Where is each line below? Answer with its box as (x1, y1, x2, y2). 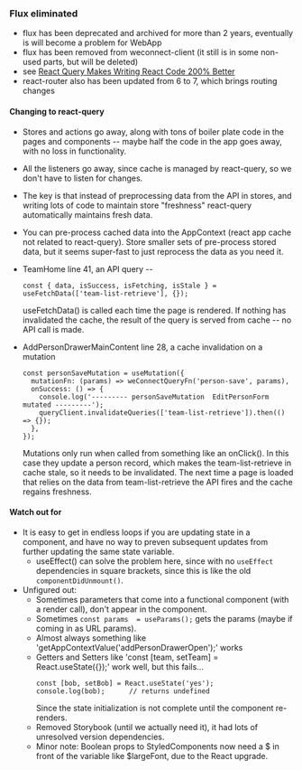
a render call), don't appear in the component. (35, 604, 207, 615)
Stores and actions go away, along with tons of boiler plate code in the (22, 126, 284, 137)
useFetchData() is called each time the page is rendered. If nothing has (22, 305, 287, 315)
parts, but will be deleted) (43, 57, 139, 68)
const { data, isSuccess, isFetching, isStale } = (22, 281, 217, 290)
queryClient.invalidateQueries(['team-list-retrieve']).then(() (39, 408, 286, 418)
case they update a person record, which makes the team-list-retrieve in (22, 457, 291, 468)
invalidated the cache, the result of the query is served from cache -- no (22, 315, 292, 325)
